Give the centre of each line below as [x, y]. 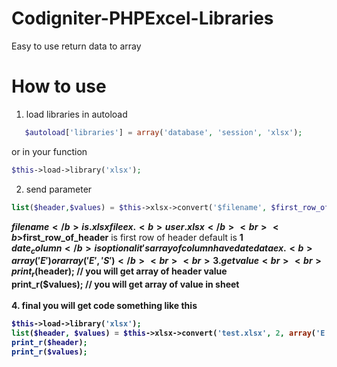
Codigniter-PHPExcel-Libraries [142, 18]
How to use [59, 86]
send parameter [59, 189]
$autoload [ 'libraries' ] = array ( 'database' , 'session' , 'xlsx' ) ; [163, 132]
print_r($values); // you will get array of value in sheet [125, 284]
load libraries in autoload [76, 114]
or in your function [49, 151]
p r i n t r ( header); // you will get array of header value [119, 272]
